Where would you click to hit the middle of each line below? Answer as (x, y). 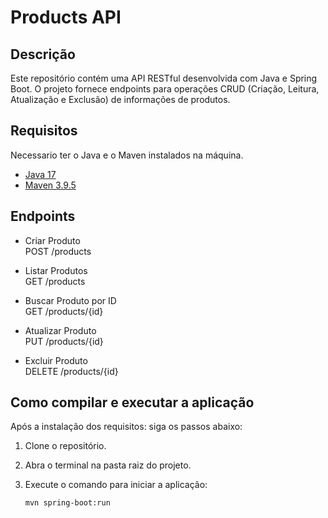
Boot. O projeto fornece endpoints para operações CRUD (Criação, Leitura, (165, 89)
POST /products (58, 251)
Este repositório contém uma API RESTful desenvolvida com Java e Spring (164, 78)
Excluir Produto (56, 360)
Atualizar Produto (60, 330)
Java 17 (40, 174)
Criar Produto (52, 240)
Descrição (43, 54)
